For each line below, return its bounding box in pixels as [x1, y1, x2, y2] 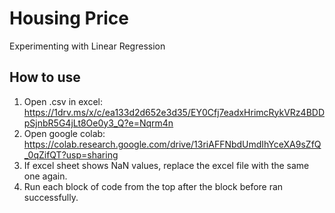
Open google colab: [23, 127, 106, 139]
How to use [9, 69, 81, 86]
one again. [23, 170, 68, 182]
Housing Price [9, 7, 129, 30]
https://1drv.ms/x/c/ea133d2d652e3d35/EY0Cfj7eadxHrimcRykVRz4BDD [23, 106, 326, 118]
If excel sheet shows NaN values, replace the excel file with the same [23, 159, 310, 171]
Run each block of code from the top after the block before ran [23, 180, 284, 192]
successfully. [23, 191, 79, 203]
